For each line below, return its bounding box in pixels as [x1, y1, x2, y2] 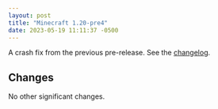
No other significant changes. [8, 92, 105, 101]
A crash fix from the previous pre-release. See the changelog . [8, 48, 211, 58]
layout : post [8, 11, 52, 20]
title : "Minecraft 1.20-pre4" [8, 19, 109, 27]
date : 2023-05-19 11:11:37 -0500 [8, 26, 119, 34]
